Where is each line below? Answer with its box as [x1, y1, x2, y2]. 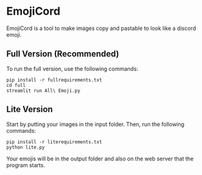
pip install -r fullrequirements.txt [6, 76, 103, 83]
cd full [6, 82, 26, 88]
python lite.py [6, 144, 45, 151]
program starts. [6, 161, 46, 169]
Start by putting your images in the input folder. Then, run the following [6, 121, 185, 128]
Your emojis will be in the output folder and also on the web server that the [6, 155, 194, 162]
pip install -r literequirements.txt [6, 139, 103, 145]
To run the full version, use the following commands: [6, 65, 139, 72]
